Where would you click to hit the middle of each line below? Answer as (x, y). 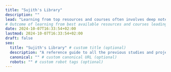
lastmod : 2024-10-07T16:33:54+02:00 (44, 33)
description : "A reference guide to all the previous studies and (82, 52)
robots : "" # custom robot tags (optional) (56, 62)
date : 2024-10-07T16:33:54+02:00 (41, 29)
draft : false (19, 39)
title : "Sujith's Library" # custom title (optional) (68, 48)
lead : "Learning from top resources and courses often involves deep (81, 19)
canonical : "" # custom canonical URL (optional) (63, 57)
